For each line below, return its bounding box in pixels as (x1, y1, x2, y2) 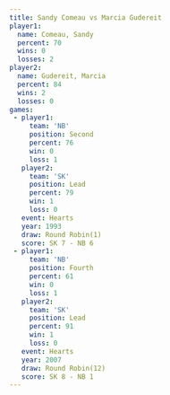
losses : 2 (17, 55, 54, 64)
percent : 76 (29, 138, 74, 147)
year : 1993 (21, 222, 63, 231)
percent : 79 (29, 189, 74, 197)
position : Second (29, 130, 94, 139)
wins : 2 (17, 88, 47, 97)
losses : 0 (17, 96, 54, 106)
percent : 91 (29, 322, 74, 331)
